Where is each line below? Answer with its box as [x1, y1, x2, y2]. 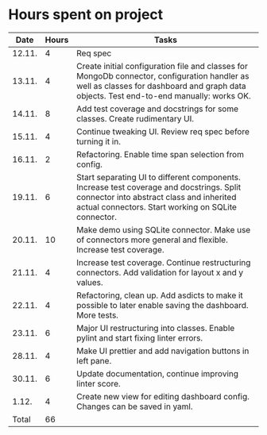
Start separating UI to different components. [76, 171, 241, 183]
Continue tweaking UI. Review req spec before [76, 125, 250, 137]
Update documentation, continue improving [76, 368, 239, 379]
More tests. [76, 310, 119, 321]
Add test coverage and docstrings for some [76, 103, 239, 114]
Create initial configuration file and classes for [76, 60, 248, 71]
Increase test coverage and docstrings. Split [76, 181, 241, 192]
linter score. [76, 378, 121, 389]
